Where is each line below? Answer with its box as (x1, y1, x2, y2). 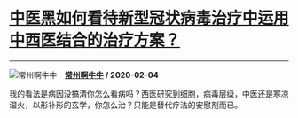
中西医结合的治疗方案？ (9, 30, 181, 51)
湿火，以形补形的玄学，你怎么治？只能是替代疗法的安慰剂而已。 (9, 99, 242, 110)
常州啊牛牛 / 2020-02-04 (65, 69, 159, 80)
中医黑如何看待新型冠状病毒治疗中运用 (9, 8, 290, 28)
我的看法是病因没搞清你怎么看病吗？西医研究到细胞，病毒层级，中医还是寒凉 (9, 88, 289, 98)
